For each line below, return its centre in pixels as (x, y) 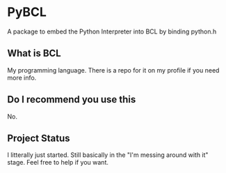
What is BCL (34, 53)
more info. (22, 77)
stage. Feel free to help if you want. (58, 163)
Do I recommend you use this (72, 99)
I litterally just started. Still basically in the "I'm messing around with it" (108, 155)
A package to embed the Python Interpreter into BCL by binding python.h (112, 31)
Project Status (39, 138)
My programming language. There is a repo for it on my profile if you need (113, 70)
